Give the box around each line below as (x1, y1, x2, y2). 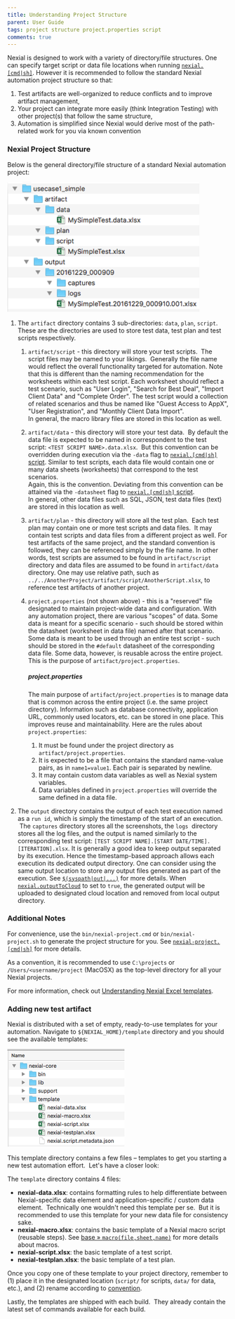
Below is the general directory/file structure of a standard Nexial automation (7, 160, 227, 168)
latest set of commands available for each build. (7, 1305, 146, 1313)
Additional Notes (7, 913, 66, 923)
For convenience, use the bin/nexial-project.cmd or (7, 930, 159, 938)
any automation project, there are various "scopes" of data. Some (27, 611, 218, 620)
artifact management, (17, 97, 80, 105)
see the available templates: (7, 1035, 88, 1043)
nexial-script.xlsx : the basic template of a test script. (17, 1248, 173, 1257)
